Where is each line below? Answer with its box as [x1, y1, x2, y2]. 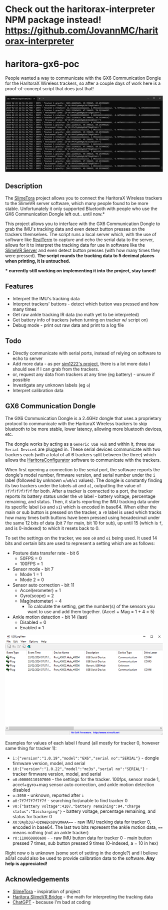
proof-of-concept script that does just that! [5, 86, 94, 92]
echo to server [12, 355, 43, 361]
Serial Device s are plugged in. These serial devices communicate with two [5, 446, 161, 452]
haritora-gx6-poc [5, 59, 79, 70]
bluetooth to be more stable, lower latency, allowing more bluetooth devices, [5, 426, 162, 432]
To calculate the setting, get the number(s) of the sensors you [27, 603, 155, 609]
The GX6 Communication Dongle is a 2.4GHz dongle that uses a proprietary [5, 415, 161, 421]
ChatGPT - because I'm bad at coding [12, 899, 91, 905]
